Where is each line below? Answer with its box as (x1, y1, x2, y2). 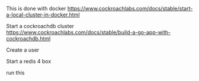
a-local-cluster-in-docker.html (6, 11, 80, 18)
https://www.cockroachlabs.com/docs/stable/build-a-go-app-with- (6, 29, 171, 36)
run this (6, 69, 25, 76)
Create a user (6, 46, 40, 53)
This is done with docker (6, 5, 66, 12)
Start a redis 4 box (6, 58, 52, 65)
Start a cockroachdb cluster (6, 23, 75, 29)
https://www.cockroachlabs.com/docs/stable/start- (67, 5, 193, 12)
